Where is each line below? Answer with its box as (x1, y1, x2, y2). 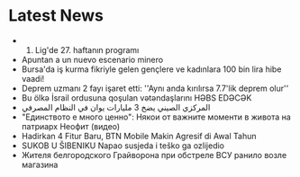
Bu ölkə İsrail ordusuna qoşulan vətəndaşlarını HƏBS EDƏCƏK (21, 92, 252, 103)
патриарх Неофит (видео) (21, 120, 121, 131)
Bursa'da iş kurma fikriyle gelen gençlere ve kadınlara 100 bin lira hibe (21, 64, 282, 75)
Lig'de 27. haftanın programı (34, 44, 140, 55)
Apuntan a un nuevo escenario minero (21, 54, 164, 65)
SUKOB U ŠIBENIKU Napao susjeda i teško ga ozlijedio (21, 140, 224, 151)
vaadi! (21, 73, 45, 84)
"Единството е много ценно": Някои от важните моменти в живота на (21, 111, 292, 122)
